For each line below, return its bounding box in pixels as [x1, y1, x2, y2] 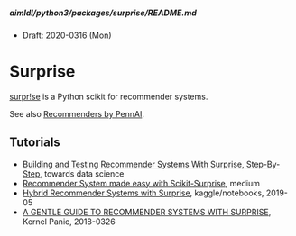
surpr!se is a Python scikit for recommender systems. [9, 91, 208, 102]
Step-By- [246, 159, 281, 169]
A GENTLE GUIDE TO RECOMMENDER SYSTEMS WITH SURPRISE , [22, 206, 272, 217]
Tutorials [9, 135, 60, 150]
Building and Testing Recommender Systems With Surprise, [22, 159, 245, 169]
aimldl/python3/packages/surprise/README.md [9, 7, 197, 18]
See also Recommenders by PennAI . [9, 108, 145, 119]
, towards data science [39, 168, 125, 179]
